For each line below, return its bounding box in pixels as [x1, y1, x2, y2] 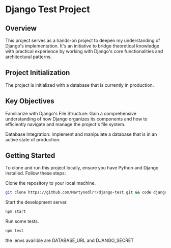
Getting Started [5, 152, 55, 160]
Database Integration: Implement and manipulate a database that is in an [5, 131, 157, 137]
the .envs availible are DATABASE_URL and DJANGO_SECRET [5, 237, 134, 243]
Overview [5, 24, 37, 33]
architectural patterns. [5, 54, 52, 60]
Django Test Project [5, 4, 90, 15]
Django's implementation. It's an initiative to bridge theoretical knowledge [5, 43, 159, 49]
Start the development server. [5, 199, 68, 205]
